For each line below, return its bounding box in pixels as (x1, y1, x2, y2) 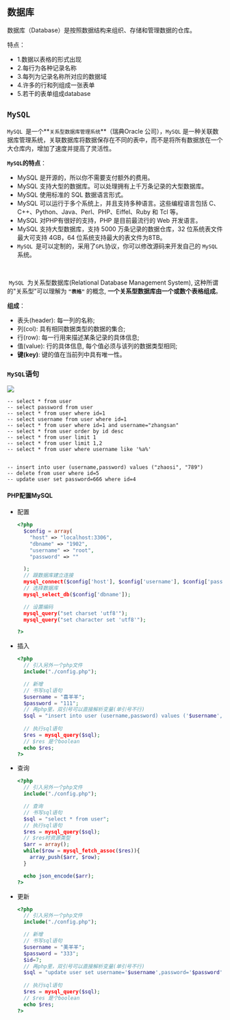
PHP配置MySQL (7, 491, 53, 499)
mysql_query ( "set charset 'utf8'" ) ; (23, 609, 128, 617)
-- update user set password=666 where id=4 (7, 476, 136, 483)
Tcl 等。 (159, 208, 182, 216)
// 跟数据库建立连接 (23, 572, 74, 579)
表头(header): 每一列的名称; (16, 316, 95, 324)
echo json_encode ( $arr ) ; (23, 873, 94, 879)
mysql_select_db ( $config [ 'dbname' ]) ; (23, 591, 131, 598)
